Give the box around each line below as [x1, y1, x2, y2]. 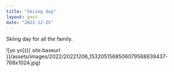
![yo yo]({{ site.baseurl [6, 47, 60, 54]
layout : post [6, 14, 38, 20]
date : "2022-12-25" [6, 19, 54, 25]
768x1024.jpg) [6, 59, 41, 66]
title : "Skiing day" [6, 8, 57, 15]
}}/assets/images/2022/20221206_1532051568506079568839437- [6, 53, 168, 60]
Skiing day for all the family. [6, 36, 73, 43]
